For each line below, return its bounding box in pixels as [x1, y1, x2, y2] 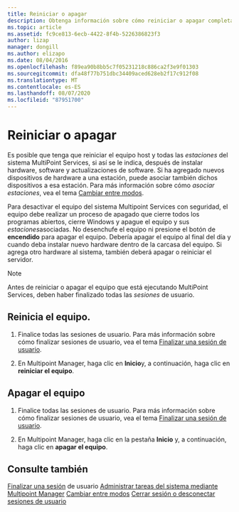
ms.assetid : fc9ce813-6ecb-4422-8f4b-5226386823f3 [7, 30, 161, 38]
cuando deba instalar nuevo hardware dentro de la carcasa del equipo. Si [7, 240, 222, 249]
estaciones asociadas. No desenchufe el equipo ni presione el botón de [7, 225, 216, 234]
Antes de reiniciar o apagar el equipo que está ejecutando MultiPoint [7, 283, 208, 291]
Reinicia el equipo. [7, 311, 91, 323]
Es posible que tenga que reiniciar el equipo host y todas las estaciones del [7, 150, 228, 159]
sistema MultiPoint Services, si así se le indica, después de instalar [7, 158, 203, 167]
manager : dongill [7, 43, 59, 51]
